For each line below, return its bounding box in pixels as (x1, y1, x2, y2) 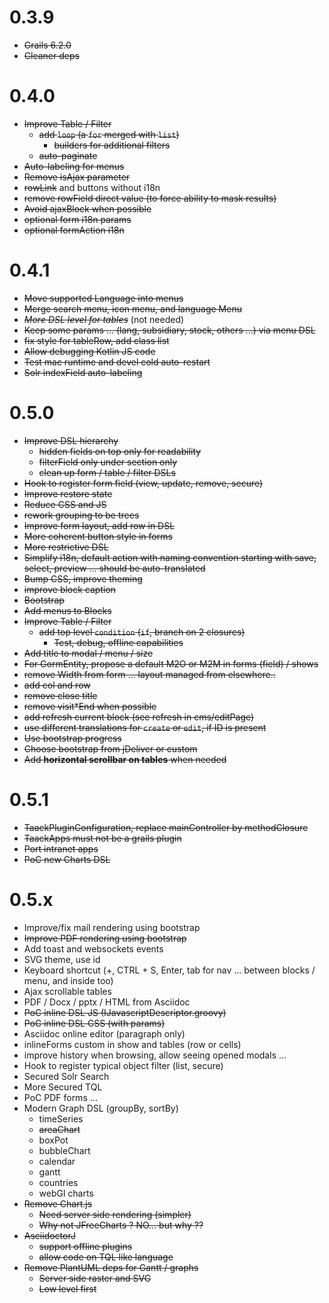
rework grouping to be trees (23, 509, 140, 521)
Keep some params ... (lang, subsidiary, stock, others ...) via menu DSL (23, 324, 316, 336)
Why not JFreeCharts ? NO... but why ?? (38, 1219, 204, 1231)
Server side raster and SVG (38, 1272, 152, 1284)
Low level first (38, 1282, 97, 1295)
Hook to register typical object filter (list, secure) (23, 1059, 224, 1071)
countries (38, 1176, 79, 1188)
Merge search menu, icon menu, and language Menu (23, 302, 242, 315)
